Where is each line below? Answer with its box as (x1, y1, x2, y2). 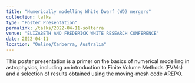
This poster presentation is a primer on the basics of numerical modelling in (6, 57, 190, 65)
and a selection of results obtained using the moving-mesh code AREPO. (6, 70, 183, 77)
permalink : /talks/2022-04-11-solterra (6, 25, 104, 31)
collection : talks (6, 14, 51, 20)
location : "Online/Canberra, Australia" (6, 42, 107, 48)
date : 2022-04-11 (6, 36, 49, 42)
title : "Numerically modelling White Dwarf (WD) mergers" (6, 8, 151, 15)
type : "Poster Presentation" (6, 19, 78, 25)
